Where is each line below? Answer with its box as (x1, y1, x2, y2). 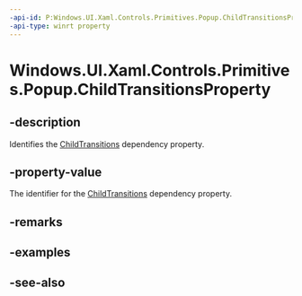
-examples (9, 245, 71, 260)
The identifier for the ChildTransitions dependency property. (9, 188, 232, 199)
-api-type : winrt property (9, 22, 111, 30)
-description (9, 115, 81, 130)
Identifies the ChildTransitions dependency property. (9, 138, 205, 149)
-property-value (9, 164, 102, 179)
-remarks (9, 214, 63, 230)
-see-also (9, 275, 66, 291)
